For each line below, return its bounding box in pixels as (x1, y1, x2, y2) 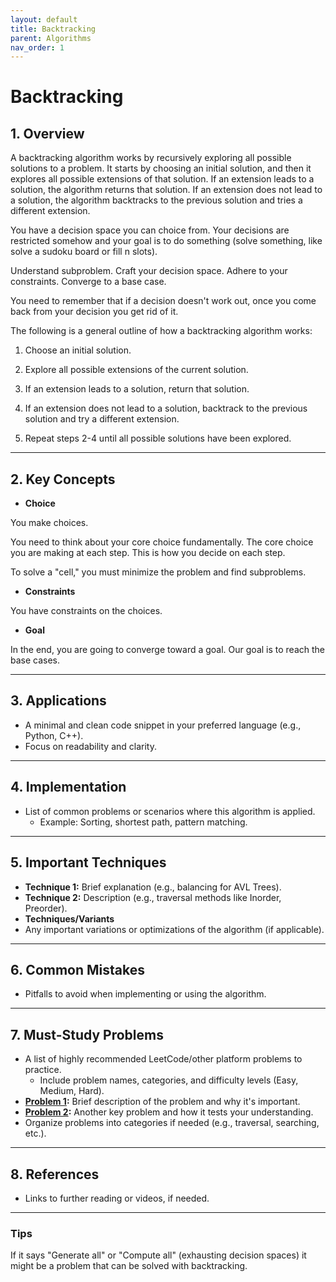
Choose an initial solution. (24, 344, 132, 356)
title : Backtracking (10, 24, 97, 34)
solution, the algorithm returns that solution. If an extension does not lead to (10, 184, 323, 196)
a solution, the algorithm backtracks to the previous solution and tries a (10, 194, 303, 206)
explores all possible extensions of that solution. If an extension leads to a (10, 173, 315, 185)
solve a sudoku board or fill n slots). (10, 246, 158, 258)
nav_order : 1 (10, 42, 65, 53)
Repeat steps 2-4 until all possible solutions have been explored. (24, 432, 292, 445)
